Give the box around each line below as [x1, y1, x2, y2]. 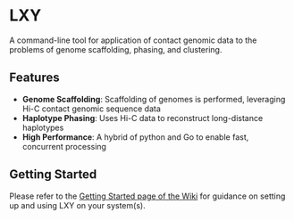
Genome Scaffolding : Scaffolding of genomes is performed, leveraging [21, 94, 286, 104]
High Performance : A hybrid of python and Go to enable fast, [21, 131, 249, 143]
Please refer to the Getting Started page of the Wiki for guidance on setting [9, 191, 286, 201]
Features [9, 70, 60, 86]
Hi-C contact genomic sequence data [21, 103, 161, 114]
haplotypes [21, 122, 64, 133]
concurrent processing [21, 141, 107, 151]
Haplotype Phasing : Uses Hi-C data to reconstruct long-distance [21, 112, 264, 123]
